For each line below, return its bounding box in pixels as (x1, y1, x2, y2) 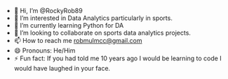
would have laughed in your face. (13, 64, 111, 72)
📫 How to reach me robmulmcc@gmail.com (13, 37, 142, 44)
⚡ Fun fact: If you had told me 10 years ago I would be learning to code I (13, 54, 222, 62)
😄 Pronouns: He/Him (13, 46, 76, 55)
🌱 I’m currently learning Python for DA (13, 21, 124, 29)
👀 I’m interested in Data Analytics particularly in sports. (13, 14, 173, 22)
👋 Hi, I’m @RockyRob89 (13, 7, 83, 15)
